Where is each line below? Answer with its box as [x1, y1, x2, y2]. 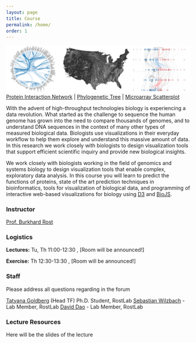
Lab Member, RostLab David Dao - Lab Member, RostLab [6, 303, 143, 310]
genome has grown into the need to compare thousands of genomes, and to [6, 117, 190, 124]
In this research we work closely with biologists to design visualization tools [6, 142, 188, 149]
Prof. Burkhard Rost [6, 218, 54, 225]
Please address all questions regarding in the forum [6, 286, 130, 293]
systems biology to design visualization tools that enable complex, [6, 166, 166, 173]
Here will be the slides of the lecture [6, 331, 94, 338]
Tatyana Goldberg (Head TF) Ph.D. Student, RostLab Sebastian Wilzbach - [6, 297, 185, 304]
